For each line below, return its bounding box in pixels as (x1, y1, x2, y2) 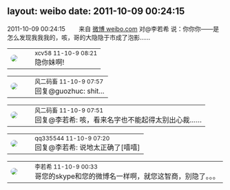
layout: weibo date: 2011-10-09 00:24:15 (7, 6, 185, 17)
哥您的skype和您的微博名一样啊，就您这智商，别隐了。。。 (34, 171, 220, 181)
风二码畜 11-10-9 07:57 (34, 77, 104, 85)
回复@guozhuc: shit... (34, 86, 105, 96)
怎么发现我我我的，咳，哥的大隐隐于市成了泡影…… (7, 33, 151, 41)
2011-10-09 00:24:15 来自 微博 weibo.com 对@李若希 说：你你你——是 (7, 24, 219, 33)
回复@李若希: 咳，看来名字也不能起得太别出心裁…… (34, 115, 202, 125)
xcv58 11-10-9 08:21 (34, 49, 98, 57)
